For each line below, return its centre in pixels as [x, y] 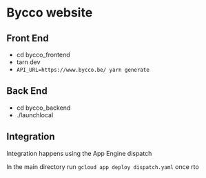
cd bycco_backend [43, 108]
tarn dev [28, 62]
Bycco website [50, 13]
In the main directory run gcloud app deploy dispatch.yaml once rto [103, 166]
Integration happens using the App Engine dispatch [79, 153]
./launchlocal [35, 115]
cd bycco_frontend [43, 55]
